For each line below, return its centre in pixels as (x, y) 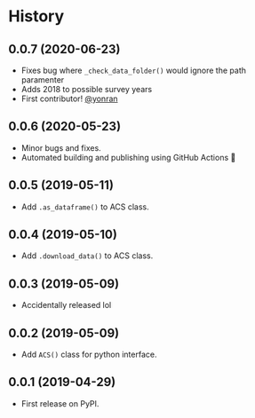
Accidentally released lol (66, 305)
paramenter (43, 80)
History (36, 16)
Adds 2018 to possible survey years (87, 89)
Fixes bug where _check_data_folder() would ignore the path (133, 70)
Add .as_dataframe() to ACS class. (85, 207)
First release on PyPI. (60, 403)
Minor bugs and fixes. (61, 147)
